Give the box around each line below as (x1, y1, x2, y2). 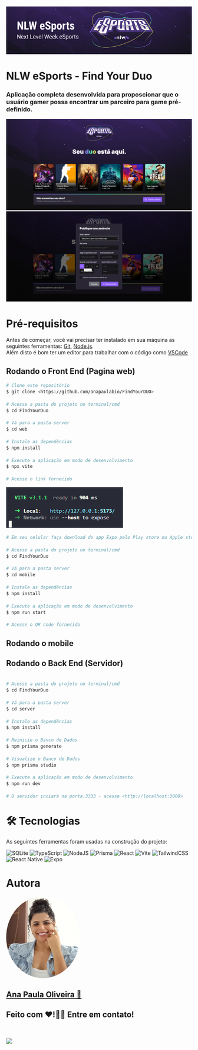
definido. (6, 105, 33, 114)
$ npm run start (6, 609, 46, 615)
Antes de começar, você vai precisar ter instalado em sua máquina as (6, 337, 175, 344)
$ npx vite (6, 464, 33, 470)
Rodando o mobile (6, 638, 74, 648)
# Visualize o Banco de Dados (6, 755, 81, 762)
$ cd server (6, 706, 35, 712)
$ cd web (6, 427, 28, 432)
